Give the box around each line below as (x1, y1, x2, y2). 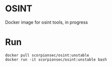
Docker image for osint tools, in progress (5, 19, 88, 25)
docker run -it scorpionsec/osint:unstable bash (5, 57, 107, 62)
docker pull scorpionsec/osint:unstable (5, 53, 90, 58)
